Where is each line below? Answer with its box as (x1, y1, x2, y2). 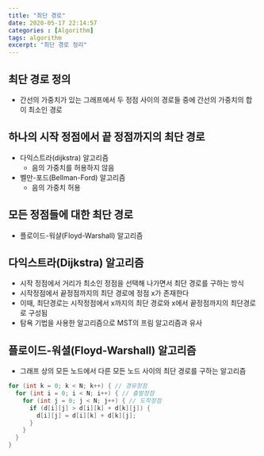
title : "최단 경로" (8, 11, 66, 20)
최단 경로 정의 (8, 72, 71, 86)
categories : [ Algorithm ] (8, 26, 94, 34)
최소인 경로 (28, 105, 63, 114)
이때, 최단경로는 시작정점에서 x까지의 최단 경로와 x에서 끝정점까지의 (19, 298, 229, 308)
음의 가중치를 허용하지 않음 (31, 163, 115, 172)
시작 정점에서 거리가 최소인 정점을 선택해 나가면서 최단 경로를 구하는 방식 (19, 278, 244, 288)
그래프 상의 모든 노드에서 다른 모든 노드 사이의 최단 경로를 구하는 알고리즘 (19, 366, 247, 376)
